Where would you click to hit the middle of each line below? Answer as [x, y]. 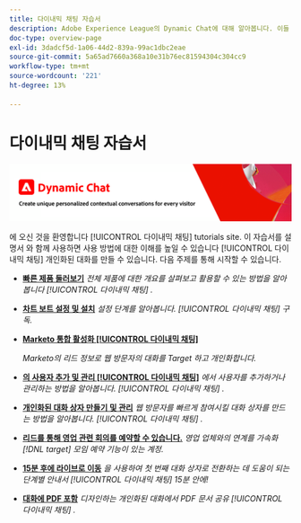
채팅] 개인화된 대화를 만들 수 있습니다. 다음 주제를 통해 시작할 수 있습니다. [154, 259]
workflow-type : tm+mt [50, 66]
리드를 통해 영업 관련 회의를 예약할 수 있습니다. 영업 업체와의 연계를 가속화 [150, 438]
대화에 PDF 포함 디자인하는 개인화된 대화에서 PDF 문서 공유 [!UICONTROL [152, 498]
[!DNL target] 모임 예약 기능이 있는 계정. [93, 448]
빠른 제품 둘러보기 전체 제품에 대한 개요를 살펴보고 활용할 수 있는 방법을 [146, 278]
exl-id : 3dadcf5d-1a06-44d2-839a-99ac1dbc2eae [98, 48]
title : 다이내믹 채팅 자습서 [55, 19]
